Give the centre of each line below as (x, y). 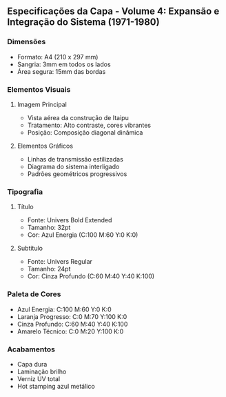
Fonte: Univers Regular (60, 262)
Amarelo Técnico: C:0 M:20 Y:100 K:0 (70, 331)
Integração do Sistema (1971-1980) (83, 22)
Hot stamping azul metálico (56, 386)
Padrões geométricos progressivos (77, 174)
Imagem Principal (42, 104)
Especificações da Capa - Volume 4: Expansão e (113, 11)
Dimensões (27, 42)
